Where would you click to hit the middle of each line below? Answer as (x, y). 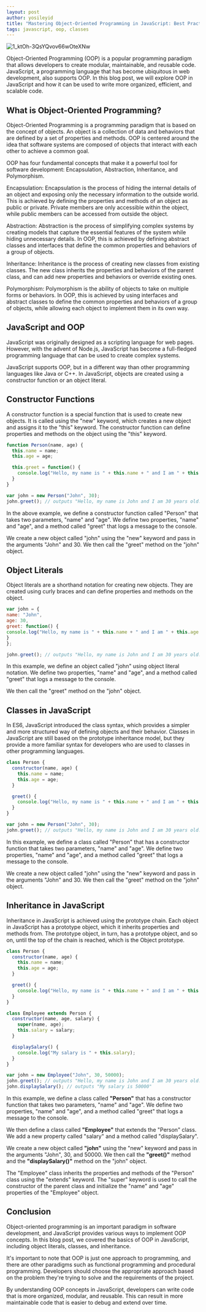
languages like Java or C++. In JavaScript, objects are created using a (95, 373)
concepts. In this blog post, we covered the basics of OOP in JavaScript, (98, 1240)
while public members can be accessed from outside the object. (87, 214)
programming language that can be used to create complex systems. (93, 355)
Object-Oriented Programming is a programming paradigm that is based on (101, 125)
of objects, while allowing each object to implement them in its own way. (98, 308)
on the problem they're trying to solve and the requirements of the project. (100, 1277)
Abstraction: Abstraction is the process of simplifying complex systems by (100, 226)
